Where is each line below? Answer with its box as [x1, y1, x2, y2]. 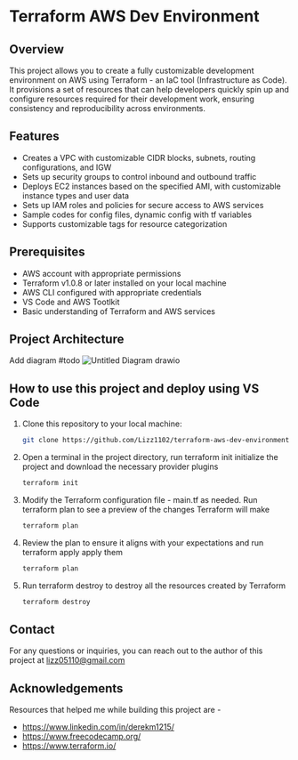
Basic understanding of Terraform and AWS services [21, 305, 216, 317]
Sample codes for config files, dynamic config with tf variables [21, 209, 252, 220]
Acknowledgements [9, 681, 124, 696]
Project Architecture [9, 332, 125, 347]
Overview [9, 42, 65, 57]
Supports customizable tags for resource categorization [21, 218, 228, 229]
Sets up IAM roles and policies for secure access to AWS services [21, 199, 264, 210]
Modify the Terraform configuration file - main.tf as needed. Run [21, 495, 258, 505]
